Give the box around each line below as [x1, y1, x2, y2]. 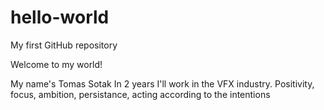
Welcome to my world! [10, 58, 103, 70]
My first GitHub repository [10, 39, 118, 51]
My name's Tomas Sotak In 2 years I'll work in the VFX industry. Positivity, [10, 77, 315, 90]
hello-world [10, 6, 110, 29]
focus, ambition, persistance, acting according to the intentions [10, 88, 271, 100]
